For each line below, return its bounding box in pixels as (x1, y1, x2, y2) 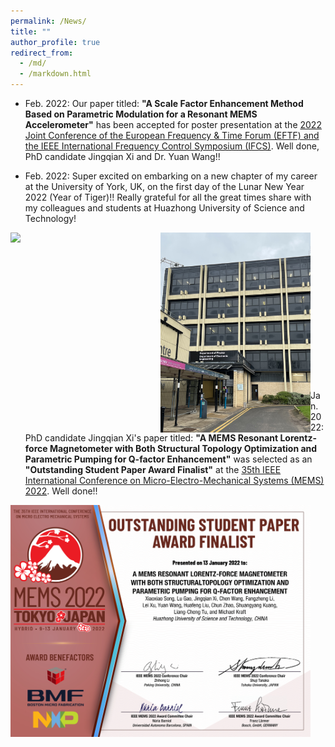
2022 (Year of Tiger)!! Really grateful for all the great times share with (24, 191, 312, 203)
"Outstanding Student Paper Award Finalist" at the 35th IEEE (24, 464, 282, 475)
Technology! (24, 213, 77, 224)
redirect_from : (10, 48, 74, 58)
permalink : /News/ (10, 16, 87, 26)
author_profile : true (10, 37, 101, 47)
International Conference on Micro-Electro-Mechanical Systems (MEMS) (24, 475, 325, 486)
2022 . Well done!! (24, 485, 98, 497)
